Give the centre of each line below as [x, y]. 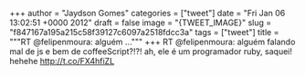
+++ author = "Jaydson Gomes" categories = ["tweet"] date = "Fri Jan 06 [147, 13]
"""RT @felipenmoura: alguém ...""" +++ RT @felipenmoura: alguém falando [152, 42]
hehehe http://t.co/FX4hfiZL [62, 61]
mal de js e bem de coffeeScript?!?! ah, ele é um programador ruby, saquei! [151, 52]
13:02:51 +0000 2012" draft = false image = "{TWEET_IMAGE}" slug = [141, 23]
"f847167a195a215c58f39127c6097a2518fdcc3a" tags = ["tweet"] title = [144, 32]
